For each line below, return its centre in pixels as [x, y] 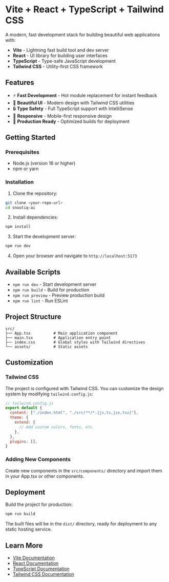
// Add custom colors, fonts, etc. [57, 427]
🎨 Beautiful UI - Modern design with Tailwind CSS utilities [73, 103]
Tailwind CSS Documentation [43, 574]
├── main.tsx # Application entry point [58, 338]
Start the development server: [44, 237]
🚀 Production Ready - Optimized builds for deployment [71, 121]
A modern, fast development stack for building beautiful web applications [83, 34]
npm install [18, 227]
